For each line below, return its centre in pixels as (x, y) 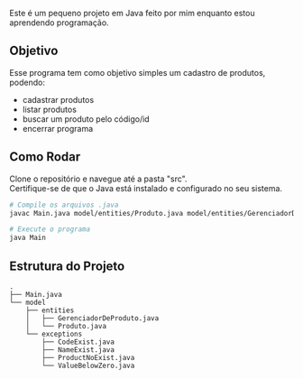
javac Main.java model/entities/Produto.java (96, 213)
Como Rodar (45, 157)
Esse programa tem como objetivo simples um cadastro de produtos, (138, 72)
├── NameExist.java (78, 350)
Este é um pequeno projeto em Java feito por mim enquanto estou (132, 13)
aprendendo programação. (60, 23)
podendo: (27, 82)
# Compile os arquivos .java (64, 205)
